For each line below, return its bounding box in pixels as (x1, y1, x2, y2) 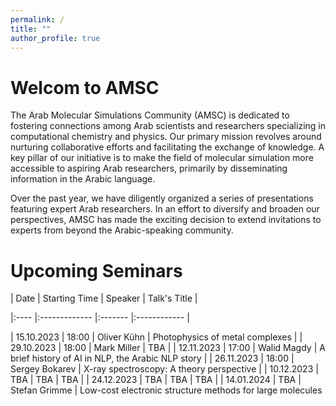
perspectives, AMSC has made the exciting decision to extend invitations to (10, 214, 322, 226)
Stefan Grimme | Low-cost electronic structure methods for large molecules (10, 384, 323, 396)
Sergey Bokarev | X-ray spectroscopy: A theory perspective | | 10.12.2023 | (10, 363, 319, 375)
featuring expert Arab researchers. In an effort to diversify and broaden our (10, 203, 320, 215)
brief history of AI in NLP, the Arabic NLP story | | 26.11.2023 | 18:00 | (10, 352, 295, 365)
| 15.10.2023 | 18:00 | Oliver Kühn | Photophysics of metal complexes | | (10, 331, 303, 343)
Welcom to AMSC (10, 76, 160, 99)
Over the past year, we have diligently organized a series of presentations (10, 192, 314, 205)
